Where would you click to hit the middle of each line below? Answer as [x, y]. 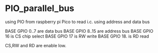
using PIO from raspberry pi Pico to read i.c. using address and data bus [77, 22]
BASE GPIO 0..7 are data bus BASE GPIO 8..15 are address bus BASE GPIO [79, 31]
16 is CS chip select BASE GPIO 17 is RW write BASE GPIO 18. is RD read [77, 36]
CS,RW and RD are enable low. [36, 45]
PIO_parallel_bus [40, 8]
